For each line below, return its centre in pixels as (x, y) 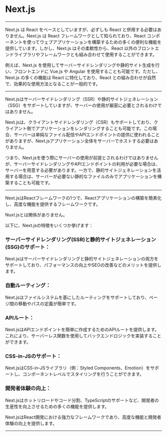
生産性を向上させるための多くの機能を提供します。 (57, 406)
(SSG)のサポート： (28, 247)
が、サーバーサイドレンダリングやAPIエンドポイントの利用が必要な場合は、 (83, 164)
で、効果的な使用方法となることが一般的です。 (53, 84)
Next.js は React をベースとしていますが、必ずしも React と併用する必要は (81, 30)
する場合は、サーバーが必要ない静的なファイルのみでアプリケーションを (83, 177)
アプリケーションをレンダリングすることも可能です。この (94, 129)
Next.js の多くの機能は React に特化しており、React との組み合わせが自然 (81, 78)
